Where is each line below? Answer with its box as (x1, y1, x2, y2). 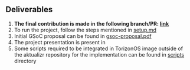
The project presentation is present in (14, 38, 106, 45)
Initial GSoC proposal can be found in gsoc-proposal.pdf (14, 32, 152, 40)
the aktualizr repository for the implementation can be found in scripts (14, 51, 185, 58)
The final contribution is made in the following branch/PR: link (14, 20, 169, 27)
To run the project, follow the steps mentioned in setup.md (14, 26, 157, 33)
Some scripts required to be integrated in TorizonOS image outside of (14, 45, 184, 52)
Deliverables (5, 5, 53, 15)
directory (14, 57, 37, 64)
